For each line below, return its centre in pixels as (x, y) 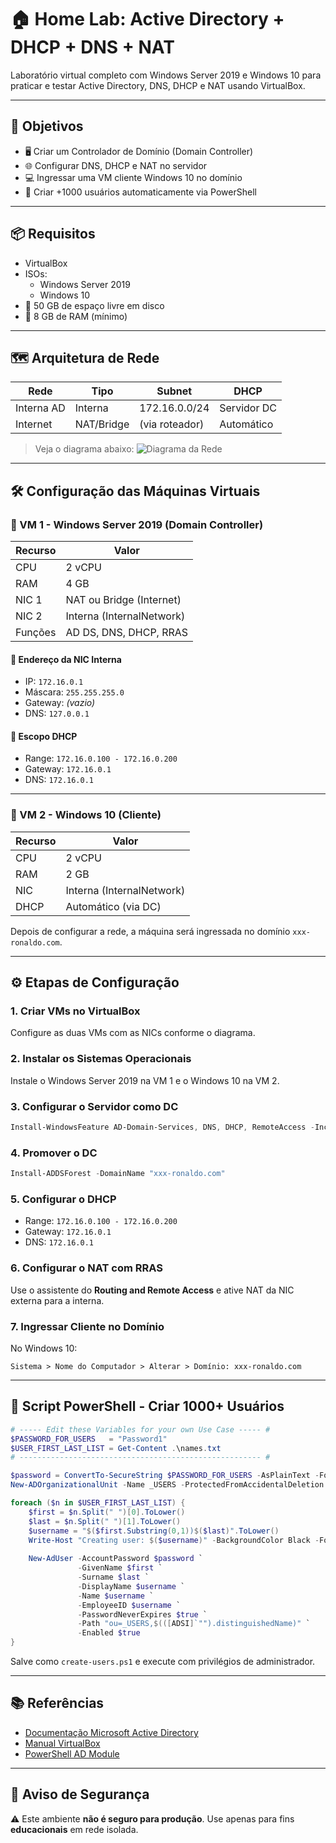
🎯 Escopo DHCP (44, 736)
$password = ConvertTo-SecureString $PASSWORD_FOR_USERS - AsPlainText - (165, 1476)
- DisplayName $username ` (131, 1586)
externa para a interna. (57, 1300)
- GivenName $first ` (120, 1568)
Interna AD (40, 408)
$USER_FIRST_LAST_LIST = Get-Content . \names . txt (116, 1448)
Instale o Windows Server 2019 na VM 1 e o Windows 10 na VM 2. (145, 1080)
